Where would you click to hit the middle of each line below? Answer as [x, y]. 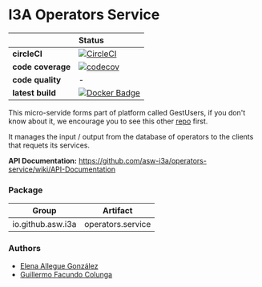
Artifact [118, 211]
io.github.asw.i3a [44, 224]
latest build [34, 92]
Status [91, 40]
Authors [25, 249]
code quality [37, 79]
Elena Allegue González [59, 265]
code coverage [42, 67]
